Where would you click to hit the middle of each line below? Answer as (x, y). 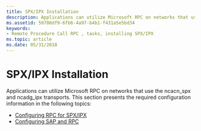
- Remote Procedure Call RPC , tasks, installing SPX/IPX (80, 34)
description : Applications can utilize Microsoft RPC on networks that (97, 17)
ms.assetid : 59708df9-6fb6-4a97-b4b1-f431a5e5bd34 (71, 23)
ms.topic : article (29, 39)
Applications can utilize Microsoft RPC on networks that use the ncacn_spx (99, 91)
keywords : (19, 28)
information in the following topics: (49, 103)
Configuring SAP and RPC (47, 121)
